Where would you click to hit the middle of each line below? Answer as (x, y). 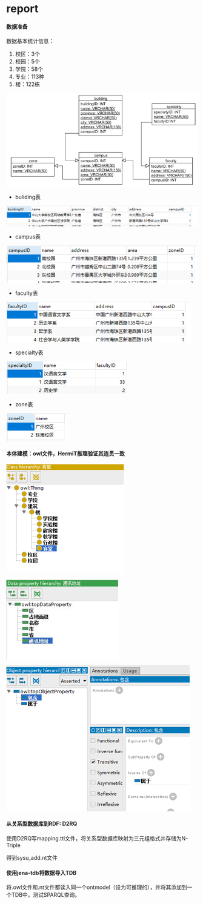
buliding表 (28, 197)
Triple (14, 845)
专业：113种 (29, 77)
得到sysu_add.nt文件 (32, 857)
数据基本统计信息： (30, 41)
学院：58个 (29, 69)
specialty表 (29, 352)
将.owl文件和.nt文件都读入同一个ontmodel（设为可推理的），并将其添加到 (97, 887)
